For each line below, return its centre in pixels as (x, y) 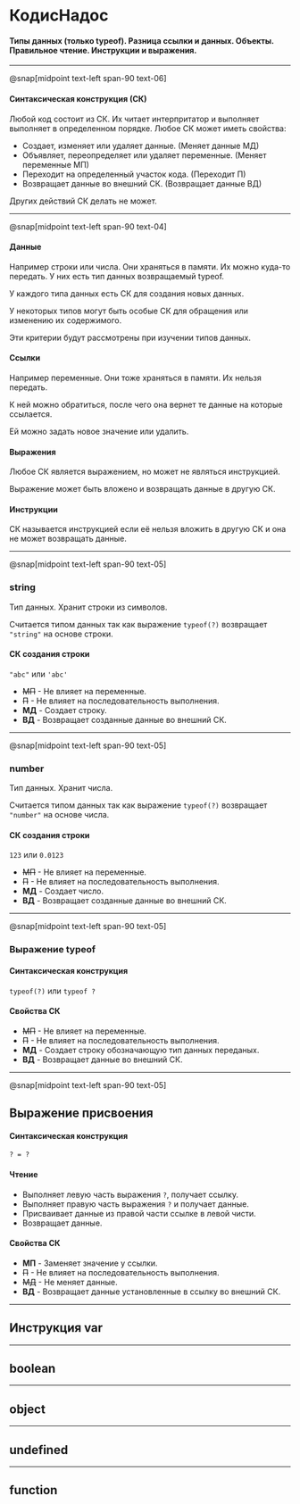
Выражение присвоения (81, 1113)
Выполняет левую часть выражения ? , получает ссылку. (130, 1194)
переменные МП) (55, 164)
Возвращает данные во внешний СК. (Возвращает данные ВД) (142, 183)
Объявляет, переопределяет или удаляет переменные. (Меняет (144, 155)
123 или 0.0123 (37, 855)
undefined (39, 1450)
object (28, 1409)
